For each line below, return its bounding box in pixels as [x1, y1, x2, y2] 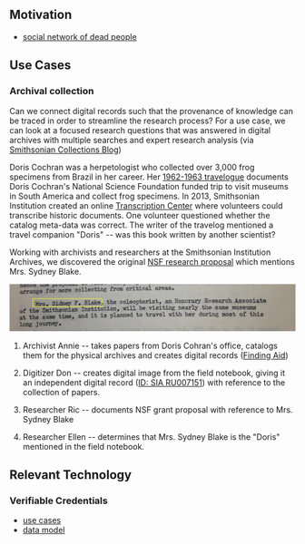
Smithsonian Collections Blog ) [9, 144, 123, 155]
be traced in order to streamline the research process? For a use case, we [9, 115, 286, 126]
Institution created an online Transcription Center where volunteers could [9, 199, 283, 211]
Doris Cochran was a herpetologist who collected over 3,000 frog [9, 161, 255, 172]
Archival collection [9, 85, 94, 98]
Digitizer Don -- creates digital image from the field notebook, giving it [22, 367, 286, 378]
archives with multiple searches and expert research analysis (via [9, 134, 254, 145]
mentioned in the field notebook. [22, 441, 145, 452]
